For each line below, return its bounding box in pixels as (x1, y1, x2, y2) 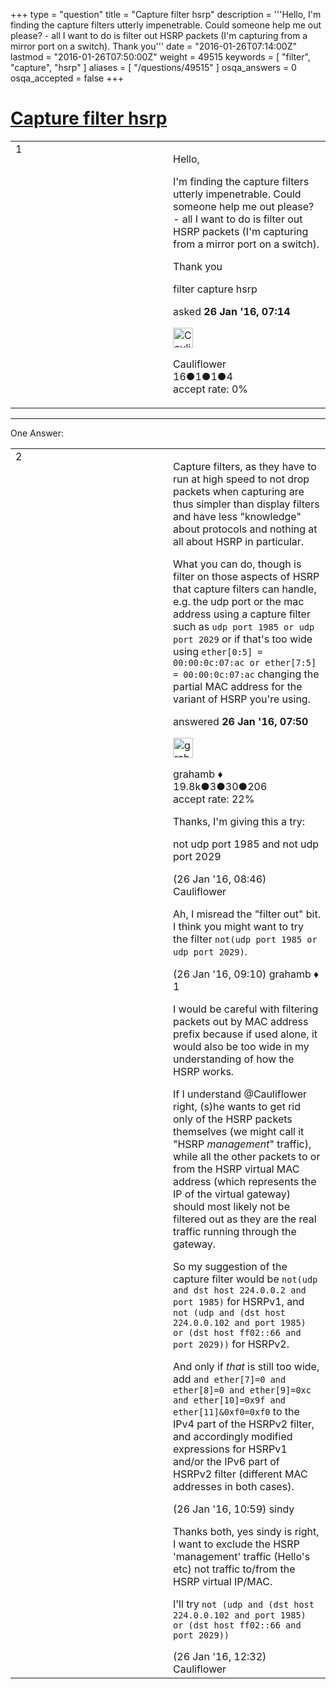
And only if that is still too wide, (173, 1359, 320, 1373)
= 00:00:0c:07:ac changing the (173, 667, 320, 681)
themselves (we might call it (173, 1124, 305, 1138)
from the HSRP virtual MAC (173, 1162, 300, 1176)
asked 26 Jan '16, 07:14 (173, 304, 291, 318)
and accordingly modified (173, 1429, 293, 1443)
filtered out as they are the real (173, 1212, 317, 1226)
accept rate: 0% (173, 382, 249, 396)
